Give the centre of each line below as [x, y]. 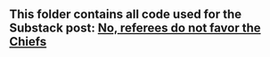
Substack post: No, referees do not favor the [135, 28]
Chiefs [28, 42]
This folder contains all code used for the [126, 14]
